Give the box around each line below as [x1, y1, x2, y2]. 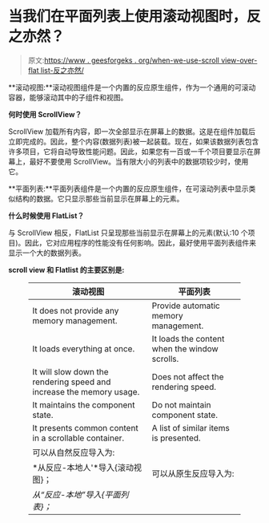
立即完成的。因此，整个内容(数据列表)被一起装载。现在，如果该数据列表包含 [8, 136, 259, 146]
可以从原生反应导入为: [151, 468, 235, 479]
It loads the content [151, 333, 225, 344]
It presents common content [32, 422, 139, 433]
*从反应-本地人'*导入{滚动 [32, 462, 134, 473]
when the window [151, 343, 219, 354]
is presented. [151, 432, 202, 444]
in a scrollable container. [32, 432, 125, 444]
